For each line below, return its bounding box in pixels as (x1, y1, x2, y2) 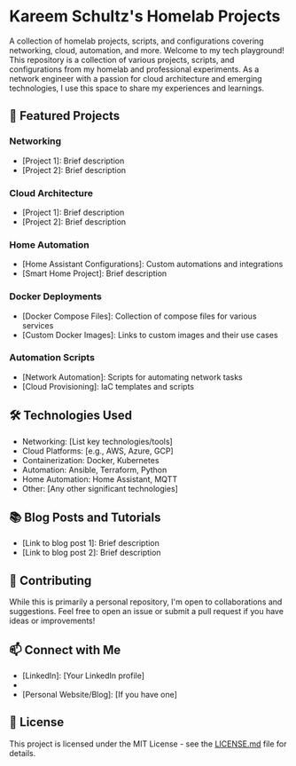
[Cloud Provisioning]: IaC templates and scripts (21, 381, 195, 391)
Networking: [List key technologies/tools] (21, 436, 173, 446)
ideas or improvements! (9, 615, 96, 627)
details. (9, 747, 36, 758)
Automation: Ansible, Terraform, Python (21, 464, 167, 475)
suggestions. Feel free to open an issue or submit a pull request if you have (9, 606, 284, 617)
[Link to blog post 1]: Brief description (21, 538, 160, 549)
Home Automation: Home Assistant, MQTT (21, 473, 178, 485)
